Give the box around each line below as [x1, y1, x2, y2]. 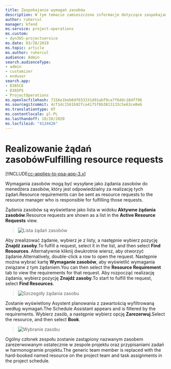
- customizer [5, 69, 33, 74]
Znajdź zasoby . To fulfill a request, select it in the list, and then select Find [5, 242, 161, 248]
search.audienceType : [5, 60, 51, 65]
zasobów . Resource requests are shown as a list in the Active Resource [5, 212, 156, 218]
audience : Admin [5, 54, 40, 60]
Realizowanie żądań [5, 143, 92, 154]
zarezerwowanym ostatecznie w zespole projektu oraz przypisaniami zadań [5, 342, 164, 348]
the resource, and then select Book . [5, 316, 80, 322]
